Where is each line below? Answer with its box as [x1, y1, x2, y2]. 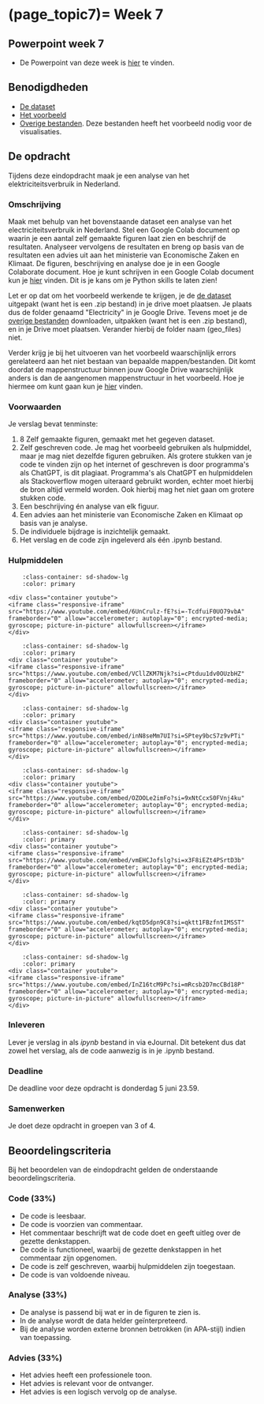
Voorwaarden [8, 401, 61, 412]
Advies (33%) [8, 1352, 63, 1363]
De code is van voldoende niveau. [19, 1270, 130, 1279]
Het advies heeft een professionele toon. [19, 1370, 152, 1380]
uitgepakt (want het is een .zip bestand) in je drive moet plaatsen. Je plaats [8, 298, 252, 309]
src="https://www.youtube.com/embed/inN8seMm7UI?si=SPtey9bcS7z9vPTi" [8, 732, 245, 740]
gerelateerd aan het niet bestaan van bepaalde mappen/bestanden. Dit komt [8, 356, 256, 366]
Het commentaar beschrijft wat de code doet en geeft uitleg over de [19, 1228, 241, 1237]
